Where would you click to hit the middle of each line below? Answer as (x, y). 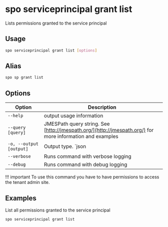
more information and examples (81, 136)
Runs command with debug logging (86, 165)
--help (15, 116)
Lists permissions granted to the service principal (56, 23)
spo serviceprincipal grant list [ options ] (51, 50)
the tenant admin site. (27, 182)
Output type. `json (65, 146)
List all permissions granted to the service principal (58, 210)
